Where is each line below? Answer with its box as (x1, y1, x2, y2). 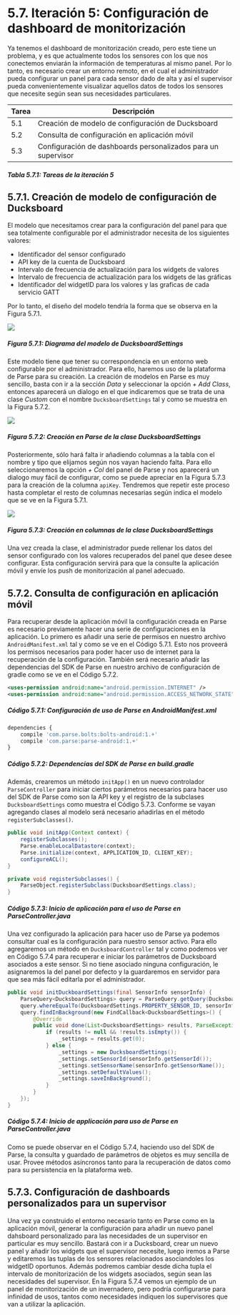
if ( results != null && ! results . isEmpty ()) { (45, 1029, 187, 1036)
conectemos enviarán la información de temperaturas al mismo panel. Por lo (7, 59, 232, 67)
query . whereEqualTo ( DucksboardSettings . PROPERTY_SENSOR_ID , (20, 1002, 203, 1009)
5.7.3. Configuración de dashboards (7, 1186, 170, 1199)
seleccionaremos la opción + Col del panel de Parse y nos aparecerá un (7, 465, 219, 474)
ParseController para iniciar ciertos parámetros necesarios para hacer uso (7, 785, 228, 794)
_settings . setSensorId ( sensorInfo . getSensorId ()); (58, 1055, 213, 1062)
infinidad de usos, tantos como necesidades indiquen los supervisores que (7, 1292, 229, 1301)
